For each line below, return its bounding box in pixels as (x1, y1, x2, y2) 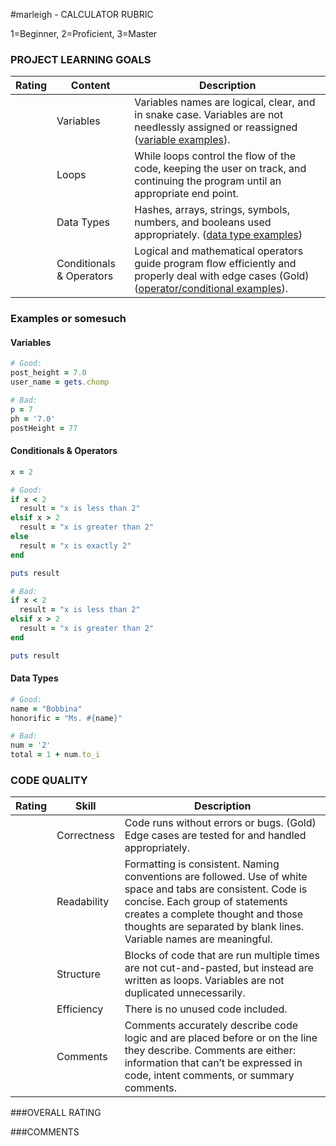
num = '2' (10, 740, 52, 751)
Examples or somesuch (10, 312, 127, 326)
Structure (56, 967, 101, 981)
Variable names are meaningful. (124, 932, 273, 946)
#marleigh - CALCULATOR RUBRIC (10, 9, 154, 20)
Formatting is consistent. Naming (124, 857, 280, 871)
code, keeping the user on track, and (134, 162, 307, 176)
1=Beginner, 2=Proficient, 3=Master (10, 28, 158, 39)
